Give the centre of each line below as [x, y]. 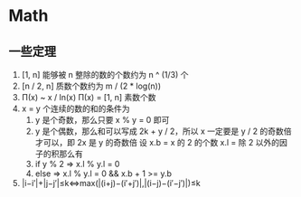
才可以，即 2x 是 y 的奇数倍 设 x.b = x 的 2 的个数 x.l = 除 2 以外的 [157, 142]
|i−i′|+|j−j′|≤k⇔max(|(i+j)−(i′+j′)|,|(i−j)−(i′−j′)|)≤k [111, 183]
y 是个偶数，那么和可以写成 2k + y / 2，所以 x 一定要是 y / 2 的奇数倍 [163, 131]
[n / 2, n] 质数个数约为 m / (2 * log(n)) [91, 86]
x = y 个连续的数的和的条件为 [75, 108]
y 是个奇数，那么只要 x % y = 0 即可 [102, 120]
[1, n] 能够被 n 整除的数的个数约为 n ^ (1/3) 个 [105, 75]
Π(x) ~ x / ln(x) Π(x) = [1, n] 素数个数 [89, 97]
